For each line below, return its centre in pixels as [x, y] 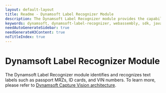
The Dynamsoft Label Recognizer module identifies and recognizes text [78, 74]
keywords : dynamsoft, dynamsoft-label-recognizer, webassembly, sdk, [78, 23]
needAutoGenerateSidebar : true [37, 28]
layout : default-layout [30, 10]
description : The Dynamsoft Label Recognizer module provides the [75, 19]
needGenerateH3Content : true [35, 32]
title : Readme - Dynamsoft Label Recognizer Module [59, 14]
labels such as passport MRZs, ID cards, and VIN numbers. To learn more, [80, 80]
